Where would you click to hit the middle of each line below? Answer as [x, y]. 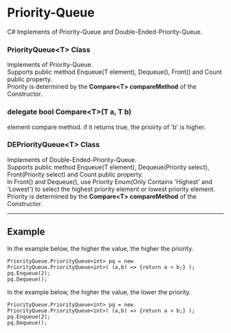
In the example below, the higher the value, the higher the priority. [100, 248]
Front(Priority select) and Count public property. [75, 174]
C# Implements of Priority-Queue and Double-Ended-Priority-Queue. [105, 32]
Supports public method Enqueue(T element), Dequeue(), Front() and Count [114, 72]
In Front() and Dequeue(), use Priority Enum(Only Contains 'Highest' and [110, 181]
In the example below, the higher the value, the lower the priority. [99, 292]
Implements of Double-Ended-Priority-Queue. [72, 159]
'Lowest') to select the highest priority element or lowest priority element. [111, 189]
